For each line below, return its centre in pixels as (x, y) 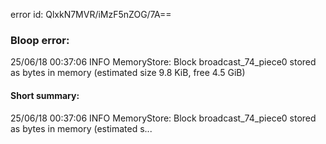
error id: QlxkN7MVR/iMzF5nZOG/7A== (91, 14)
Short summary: (45, 95)
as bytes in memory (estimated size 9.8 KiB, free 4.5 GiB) (128, 73)
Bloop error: (40, 40)
